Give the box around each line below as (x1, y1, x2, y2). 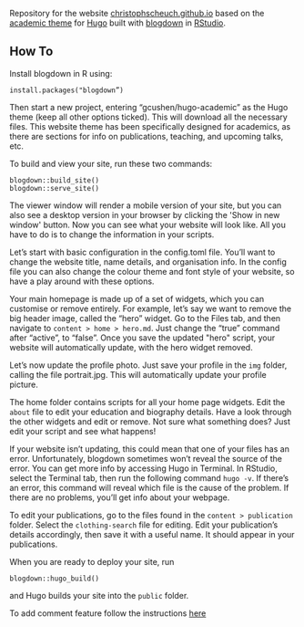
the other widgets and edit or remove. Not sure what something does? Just (9, 415, 291, 427)
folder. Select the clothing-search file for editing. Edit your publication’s (9, 519, 279, 530)
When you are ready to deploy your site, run (9, 556, 175, 567)
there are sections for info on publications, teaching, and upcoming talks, (9, 131, 284, 141)
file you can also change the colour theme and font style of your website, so (9, 266, 295, 277)
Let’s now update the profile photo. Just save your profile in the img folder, (9, 360, 288, 371)
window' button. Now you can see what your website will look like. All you (9, 219, 287, 230)
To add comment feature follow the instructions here (9, 607, 207, 619)
